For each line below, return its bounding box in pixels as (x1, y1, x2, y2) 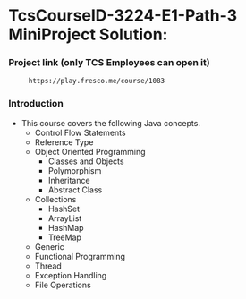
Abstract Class (47, 184, 103, 195)
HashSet (47, 203, 81, 214)
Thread (34, 261, 62, 271)
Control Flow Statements (34, 127, 126, 138)
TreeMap (47, 232, 82, 243)
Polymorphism (47, 165, 102, 175)
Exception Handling (34, 269, 107, 280)
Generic (34, 241, 64, 252)
